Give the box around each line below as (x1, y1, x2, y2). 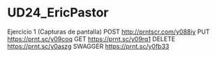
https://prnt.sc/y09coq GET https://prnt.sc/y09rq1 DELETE (7, 34, 176, 43)
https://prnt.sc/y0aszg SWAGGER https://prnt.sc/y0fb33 (7, 42, 170, 50)
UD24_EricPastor (7, 5, 109, 21)
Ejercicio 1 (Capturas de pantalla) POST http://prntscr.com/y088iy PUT (7, 27, 211, 36)
